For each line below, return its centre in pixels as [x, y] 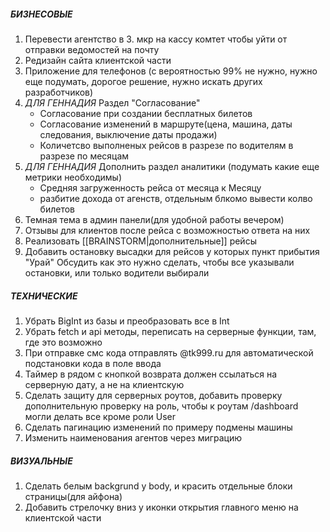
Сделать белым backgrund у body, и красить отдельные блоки [158, 486]
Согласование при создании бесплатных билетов [146, 113]
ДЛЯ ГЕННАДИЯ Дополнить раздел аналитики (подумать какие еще [172, 166]
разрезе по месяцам [84, 156]
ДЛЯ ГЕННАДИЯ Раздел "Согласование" [112, 102]
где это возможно [63, 342]
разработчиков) [59, 92]
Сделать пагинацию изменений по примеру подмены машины [158, 427]
